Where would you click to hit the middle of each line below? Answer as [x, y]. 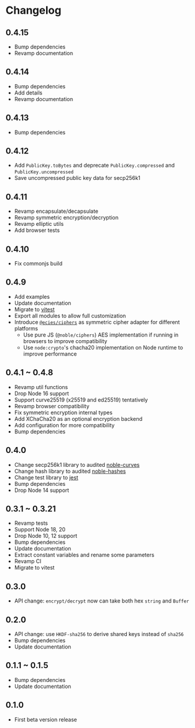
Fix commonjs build [38, 264]
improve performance [50, 354]
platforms [26, 328]
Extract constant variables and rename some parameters [84, 555]
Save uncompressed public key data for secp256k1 [77, 178]
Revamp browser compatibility [52, 406]
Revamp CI [28, 561]
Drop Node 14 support [42, 490]
